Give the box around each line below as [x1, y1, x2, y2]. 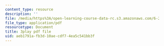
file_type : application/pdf [5, 20, 62, 25]
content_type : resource [5, 7, 54, 12]
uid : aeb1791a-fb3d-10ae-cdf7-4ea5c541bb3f [5, 34, 95, 39]
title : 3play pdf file [5, 29, 51, 34]
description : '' [5, 11, 38, 16]
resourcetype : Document [5, 25, 54, 30]
